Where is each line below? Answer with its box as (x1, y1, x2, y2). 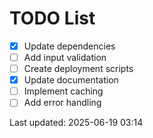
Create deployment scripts (23, 63, 134, 75)
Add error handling (23, 97, 102, 109)
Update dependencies (23, 40, 116, 52)
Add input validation (23, 52, 107, 63)
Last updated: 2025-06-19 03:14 (9, 117, 144, 129)
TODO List (9, 7, 96, 30)
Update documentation (23, 74, 119, 86)
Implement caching (23, 85, 104, 97)
